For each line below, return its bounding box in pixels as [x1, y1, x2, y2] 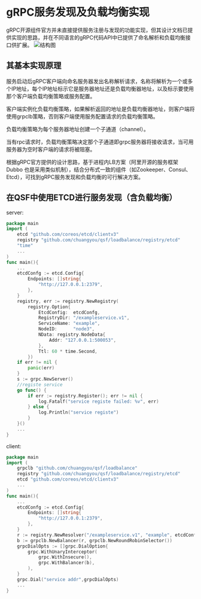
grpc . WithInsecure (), [38, 554, 93, 560]
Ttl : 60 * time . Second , [38, 348, 98, 354]
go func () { [17, 387, 47, 393]
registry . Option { [28, 303, 71, 310]
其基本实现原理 [6, 60, 62, 71]
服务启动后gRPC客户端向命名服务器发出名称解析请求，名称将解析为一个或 [6, 77, 188, 84]
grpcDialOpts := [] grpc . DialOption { [17, 543, 109, 549]
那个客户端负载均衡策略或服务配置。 [6, 92, 96, 99]
